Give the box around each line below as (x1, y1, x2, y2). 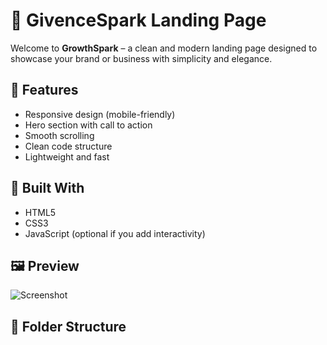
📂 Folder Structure (10, 318, 127, 335)
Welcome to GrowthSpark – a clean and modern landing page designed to (10, 42, 318, 54)
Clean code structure (24, 140, 113, 152)
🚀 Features (10, 82, 79, 99)
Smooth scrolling (24, 129, 95, 141)
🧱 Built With (10, 180, 85, 197)
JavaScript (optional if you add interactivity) (24, 227, 206, 239)
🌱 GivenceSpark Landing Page (10, 9, 267, 32)
